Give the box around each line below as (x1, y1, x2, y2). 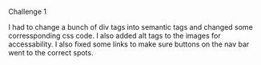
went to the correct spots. (8, 48, 94, 57)
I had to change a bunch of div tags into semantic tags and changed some (8, 22, 254, 31)
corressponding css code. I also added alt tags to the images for (8, 31, 222, 40)
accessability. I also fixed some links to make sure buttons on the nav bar (8, 39, 250, 49)
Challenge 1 (8, 7, 46, 16)
